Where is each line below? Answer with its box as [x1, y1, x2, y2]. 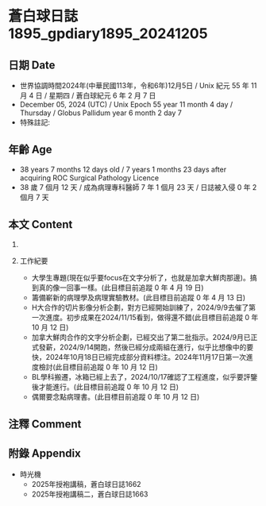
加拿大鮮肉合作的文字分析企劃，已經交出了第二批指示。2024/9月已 [31, 332, 252, 342]
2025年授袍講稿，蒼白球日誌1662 [31, 479, 141, 489]
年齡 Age [8, 143, 52, 156]
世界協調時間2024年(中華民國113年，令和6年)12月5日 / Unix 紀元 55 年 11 [19, 81, 257, 90]
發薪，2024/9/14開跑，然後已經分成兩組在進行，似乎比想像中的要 [38, 342, 254, 352]
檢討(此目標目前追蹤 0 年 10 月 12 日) [38, 362, 159, 372]
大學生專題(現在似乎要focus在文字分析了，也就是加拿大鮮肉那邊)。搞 [31, 272, 257, 282]
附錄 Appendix [8, 446, 81, 461]
